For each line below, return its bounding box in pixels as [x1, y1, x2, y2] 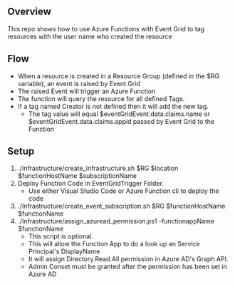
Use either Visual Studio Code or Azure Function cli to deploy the [28, 186, 219, 195]
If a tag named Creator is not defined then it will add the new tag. [17, 102, 209, 110]
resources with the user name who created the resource [7, 32, 172, 41]
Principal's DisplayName [28, 247, 100, 256]
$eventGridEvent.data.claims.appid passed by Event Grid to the [28, 117, 215, 125]
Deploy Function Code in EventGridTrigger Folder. [17, 179, 164, 188]
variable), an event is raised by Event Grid [17, 79, 140, 88]
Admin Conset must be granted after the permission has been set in [28, 263, 228, 271]
